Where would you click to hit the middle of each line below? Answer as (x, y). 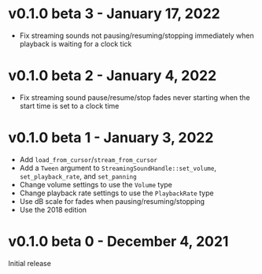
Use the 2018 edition (53, 209)
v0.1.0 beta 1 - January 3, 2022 (111, 138)
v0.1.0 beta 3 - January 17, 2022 (114, 14)
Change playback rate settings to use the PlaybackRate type (116, 193)
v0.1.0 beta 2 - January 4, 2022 (113, 76)
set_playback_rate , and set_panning (78, 176)
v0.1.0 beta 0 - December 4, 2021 (118, 242)
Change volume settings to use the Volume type (96, 184)
